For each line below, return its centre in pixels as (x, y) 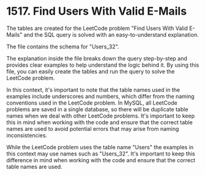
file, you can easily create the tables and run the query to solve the (91, 71)
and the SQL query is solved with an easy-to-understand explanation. (111, 34)
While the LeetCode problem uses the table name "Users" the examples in (100, 147)
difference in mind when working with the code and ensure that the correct (101, 160)
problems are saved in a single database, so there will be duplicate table (97, 109)
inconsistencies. (27, 135)
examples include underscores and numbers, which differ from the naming (100, 96)
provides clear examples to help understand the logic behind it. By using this (103, 65)
